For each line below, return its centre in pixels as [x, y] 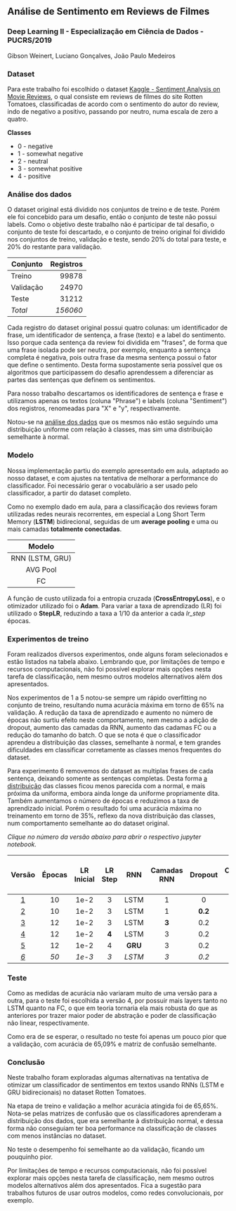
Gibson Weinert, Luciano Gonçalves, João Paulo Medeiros [91, 55]
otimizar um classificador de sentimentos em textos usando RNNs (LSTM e [116, 1085]
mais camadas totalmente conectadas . [65, 529]
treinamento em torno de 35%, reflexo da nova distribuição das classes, [111, 816]
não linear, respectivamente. [48, 1023]
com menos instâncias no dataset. [57, 1136]
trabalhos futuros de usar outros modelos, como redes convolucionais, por [115, 1193]
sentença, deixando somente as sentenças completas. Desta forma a [107, 778]
